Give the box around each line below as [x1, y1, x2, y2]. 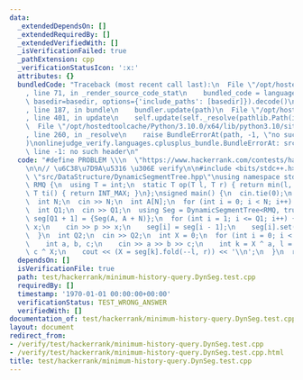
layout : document [9, 323, 75, 332]
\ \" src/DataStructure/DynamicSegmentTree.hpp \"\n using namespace [25, 172, 280, 181]
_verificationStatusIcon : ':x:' [17, 64, 140, 73]
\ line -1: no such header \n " [25, 147, 140, 156]
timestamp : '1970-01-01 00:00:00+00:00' [17, 289, 171, 298]
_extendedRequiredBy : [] [17, 30, 111, 39]
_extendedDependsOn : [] [17, 22, 106, 31]
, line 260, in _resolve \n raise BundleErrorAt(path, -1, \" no [25, 131, 280, 140]
